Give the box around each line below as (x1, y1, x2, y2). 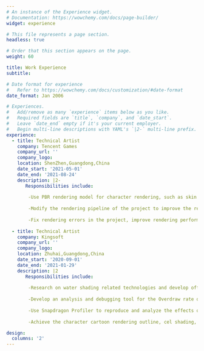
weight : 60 (6, 54, 34, 60)
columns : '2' (12, 336, 45, 342)
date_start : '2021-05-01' (17, 166, 83, 172)
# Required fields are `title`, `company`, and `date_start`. (6, 115, 172, 121)
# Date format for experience (6, 81, 83, 87)
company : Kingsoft (17, 234, 64, 240)
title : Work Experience (6, 65, 67, 71)
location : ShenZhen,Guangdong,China (17, 160, 110, 166)
